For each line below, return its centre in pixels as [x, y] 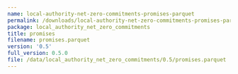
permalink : [23, 20]
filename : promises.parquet [49, 40]
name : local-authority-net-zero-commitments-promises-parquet [101, 14]
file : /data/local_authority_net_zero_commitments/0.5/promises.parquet [117, 60]
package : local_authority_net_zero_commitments [79, 27]
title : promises [31, 33]
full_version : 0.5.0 [38, 54]
